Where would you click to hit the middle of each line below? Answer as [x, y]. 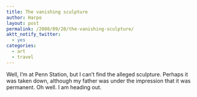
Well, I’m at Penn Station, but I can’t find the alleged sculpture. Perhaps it [97, 74]
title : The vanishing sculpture [47, 12]
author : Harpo [24, 18]
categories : [21, 46]
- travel [23, 57]
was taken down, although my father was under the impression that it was [98, 81]
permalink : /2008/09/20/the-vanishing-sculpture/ [70, 29]
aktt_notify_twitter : [34, 35]
